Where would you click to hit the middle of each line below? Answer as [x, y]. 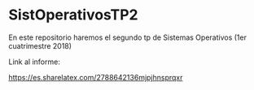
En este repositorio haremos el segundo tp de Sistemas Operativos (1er [127, 37]
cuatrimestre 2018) [40, 45]
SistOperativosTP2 [73, 15]
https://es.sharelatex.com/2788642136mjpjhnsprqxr [96, 77]
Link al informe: [35, 62]
